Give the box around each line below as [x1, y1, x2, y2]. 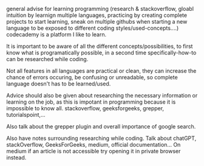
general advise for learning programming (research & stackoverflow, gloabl [6, 5, 194, 12]
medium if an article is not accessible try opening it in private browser [6, 148, 181, 154]
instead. [6, 154, 27, 161]
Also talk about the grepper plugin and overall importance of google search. [6, 123, 196, 130]
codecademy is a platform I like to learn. [6, 31, 107, 38]
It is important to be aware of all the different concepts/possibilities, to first [6, 42, 193, 50]
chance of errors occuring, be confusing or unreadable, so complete [6, 74, 178, 81]
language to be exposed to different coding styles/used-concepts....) [6, 24, 179, 32]
